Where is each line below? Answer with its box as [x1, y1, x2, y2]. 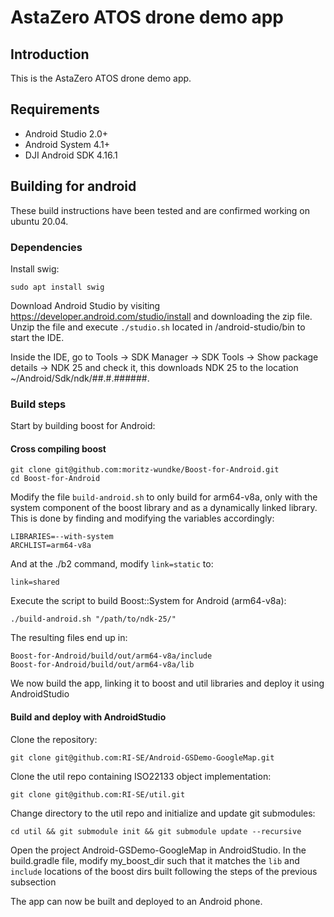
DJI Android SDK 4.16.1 [24, 149, 118, 161]
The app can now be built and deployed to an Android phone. [10, 895, 263, 907]
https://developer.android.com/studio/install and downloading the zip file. [10, 310, 313, 322]
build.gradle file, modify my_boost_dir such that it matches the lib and [10, 854, 300, 866]
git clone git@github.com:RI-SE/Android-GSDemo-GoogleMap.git [10, 752, 275, 763]
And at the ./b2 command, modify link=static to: [10, 558, 214, 570]
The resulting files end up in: [10, 632, 128, 644]
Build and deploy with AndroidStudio [10, 711, 167, 723]
